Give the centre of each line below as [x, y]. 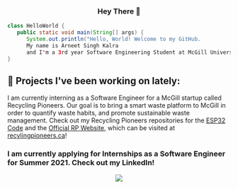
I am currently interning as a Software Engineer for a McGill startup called [114, 98]
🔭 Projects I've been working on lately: [94, 81]
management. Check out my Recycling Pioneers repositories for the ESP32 [117, 120]
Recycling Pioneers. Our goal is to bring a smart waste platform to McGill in [117, 105]
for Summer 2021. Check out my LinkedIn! [81, 163]
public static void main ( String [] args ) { [80, 33]
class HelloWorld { [36, 26]
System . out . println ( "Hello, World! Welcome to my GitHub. [113, 39]
